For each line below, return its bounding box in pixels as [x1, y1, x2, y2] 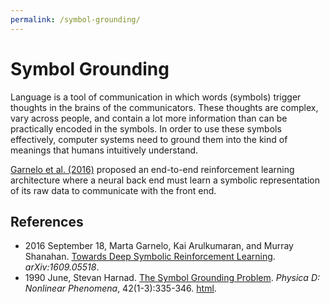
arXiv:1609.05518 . [24, 261, 100, 273]
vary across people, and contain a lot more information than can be [10, 112, 288, 124]
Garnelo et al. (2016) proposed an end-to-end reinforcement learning [10, 163, 295, 175]
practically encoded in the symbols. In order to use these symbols [10, 122, 282, 135]
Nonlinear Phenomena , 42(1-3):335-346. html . [24, 282, 217, 295]
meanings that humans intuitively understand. [10, 144, 199, 156]
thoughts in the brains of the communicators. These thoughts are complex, [10, 101, 319, 113]
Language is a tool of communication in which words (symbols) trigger [10, 91, 302, 103]
